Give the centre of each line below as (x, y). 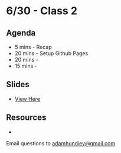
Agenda (21, 33)
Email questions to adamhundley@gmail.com (61, 143)
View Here (27, 98)
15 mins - (26, 66)
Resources (26, 118)
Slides (18, 85)
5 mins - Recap (33, 47)
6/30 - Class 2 (42, 11)
